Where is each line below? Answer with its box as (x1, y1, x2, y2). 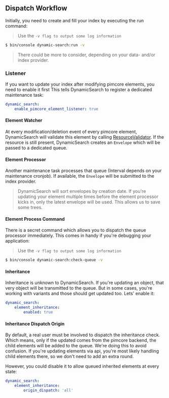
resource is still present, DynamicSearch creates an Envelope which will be (5, 139, 160, 145)
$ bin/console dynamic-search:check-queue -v (5, 258, 103, 263)
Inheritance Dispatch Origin (5, 321, 65, 327)
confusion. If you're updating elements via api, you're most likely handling (5, 348, 159, 354)
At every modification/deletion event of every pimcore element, (5, 129, 138, 135)
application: (5, 238, 30, 244)
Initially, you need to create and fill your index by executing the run (5, 17, 144, 23)
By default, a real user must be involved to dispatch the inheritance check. (5, 332, 160, 338)
